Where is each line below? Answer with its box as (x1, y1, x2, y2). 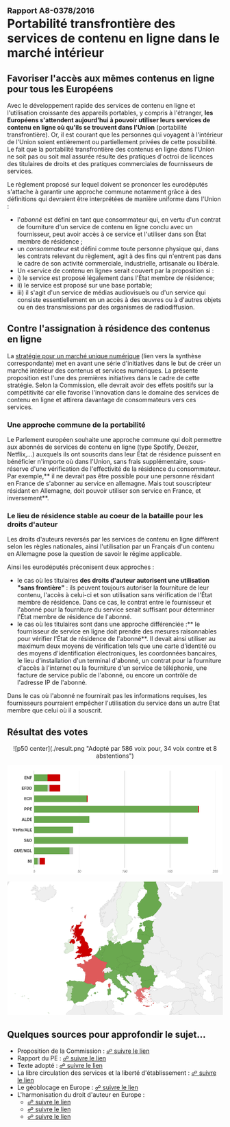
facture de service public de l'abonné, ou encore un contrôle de (16, 671, 197, 679)
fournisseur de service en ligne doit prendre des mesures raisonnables (16, 627, 217, 636)
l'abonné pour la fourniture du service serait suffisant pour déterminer (16, 605, 215, 614)
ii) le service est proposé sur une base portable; (16, 281, 153, 289)
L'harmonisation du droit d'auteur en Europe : (16, 1090, 145, 1099)
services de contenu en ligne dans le (7, 31, 220, 46)
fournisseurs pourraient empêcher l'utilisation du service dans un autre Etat (7, 699, 220, 708)
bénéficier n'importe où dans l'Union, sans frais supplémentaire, (7, 458, 188, 466)
